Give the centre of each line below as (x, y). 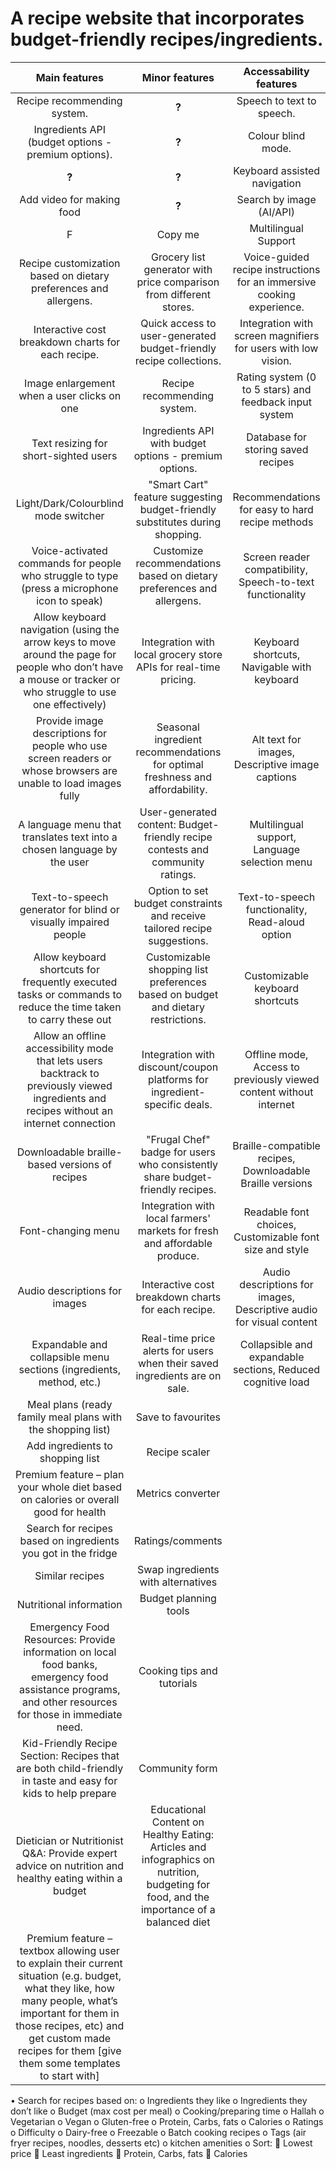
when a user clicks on (70, 395)
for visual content (276, 1322)
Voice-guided (276, 257)
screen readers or (70, 758)
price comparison (178, 282)
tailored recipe (178, 928)
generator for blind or (69, 909)
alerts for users (178, 1350)
